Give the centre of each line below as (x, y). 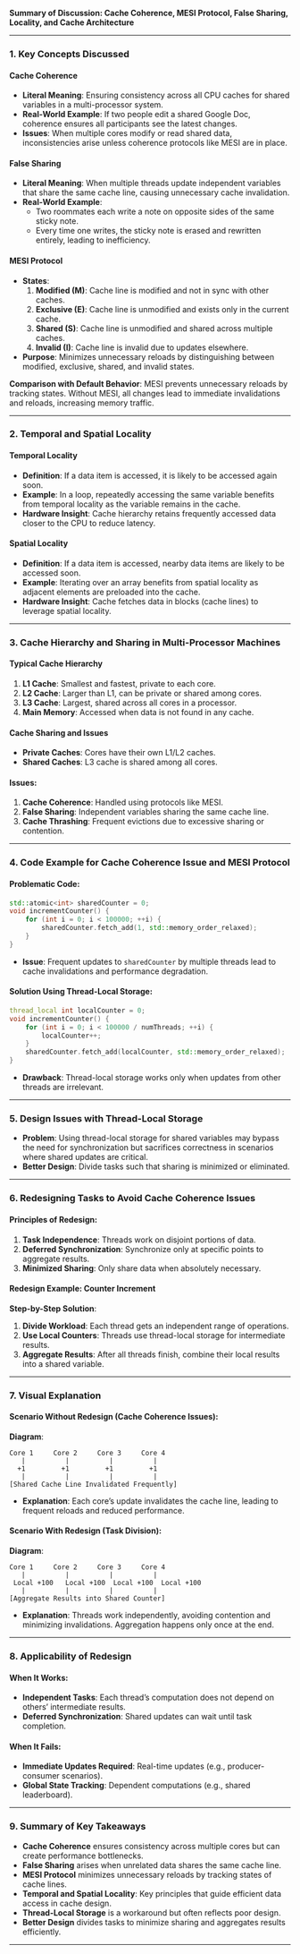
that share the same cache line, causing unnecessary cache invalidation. (156, 192)
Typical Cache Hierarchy (56, 664)
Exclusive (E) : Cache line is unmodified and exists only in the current (162, 309)
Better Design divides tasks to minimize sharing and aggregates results (154, 1922)
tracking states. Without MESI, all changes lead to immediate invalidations (145, 393)
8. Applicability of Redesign (71, 1656)
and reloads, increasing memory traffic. (82, 403)
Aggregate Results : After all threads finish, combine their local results (151, 1354)
